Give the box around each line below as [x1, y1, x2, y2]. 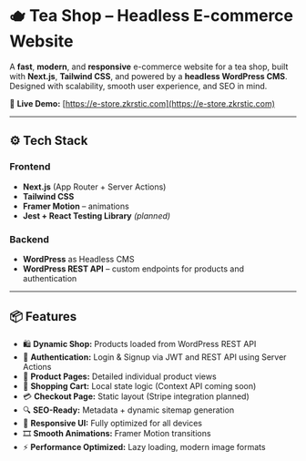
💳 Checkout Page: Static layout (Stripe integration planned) [22, 391, 250, 402]
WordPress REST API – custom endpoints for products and [22, 263, 244, 274]
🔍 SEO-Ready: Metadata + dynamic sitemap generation [22, 405, 235, 415]
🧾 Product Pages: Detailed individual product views [22, 371, 217, 382]
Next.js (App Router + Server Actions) [22, 181, 167, 192]
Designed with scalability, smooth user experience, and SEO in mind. [9, 80, 268, 91]
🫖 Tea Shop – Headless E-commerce [9, 5, 294, 26]
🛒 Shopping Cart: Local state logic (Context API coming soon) [22, 380, 257, 391]
